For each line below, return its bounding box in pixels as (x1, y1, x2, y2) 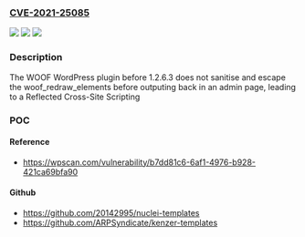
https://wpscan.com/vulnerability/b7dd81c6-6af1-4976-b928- (22, 157, 256, 168)
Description (9, 51, 63, 64)
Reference (9, 137, 50, 148)
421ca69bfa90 (22, 166, 79, 177)
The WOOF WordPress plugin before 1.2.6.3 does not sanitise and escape (9, 71, 286, 83)
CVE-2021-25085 (9, 6, 89, 19)
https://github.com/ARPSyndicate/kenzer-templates (22, 217, 218, 228)
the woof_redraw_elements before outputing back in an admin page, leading (9, 81, 297, 92)
